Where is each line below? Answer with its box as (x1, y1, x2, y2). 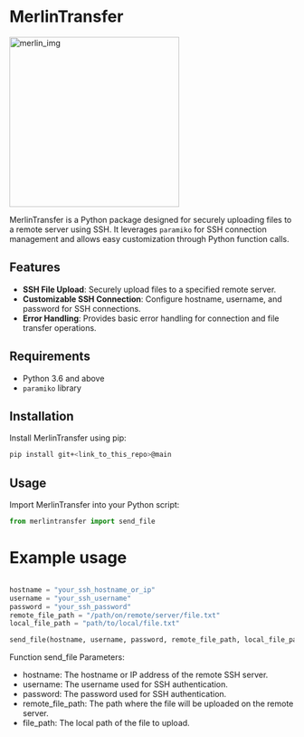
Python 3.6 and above (22, 373, 105, 383)
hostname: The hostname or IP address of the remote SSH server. (22, 669, 269, 681)
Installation (9, 408, 74, 423)
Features (9, 260, 61, 276)
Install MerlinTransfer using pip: (9, 432, 127, 443)
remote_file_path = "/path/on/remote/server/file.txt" (9, 610, 221, 620)
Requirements (9, 349, 90, 364)
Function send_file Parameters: (9, 652, 125, 663)
